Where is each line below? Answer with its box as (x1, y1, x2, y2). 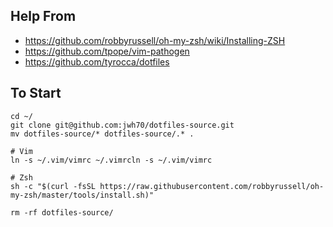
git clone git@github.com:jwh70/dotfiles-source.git (10, 120, 235, 130)
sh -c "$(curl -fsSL (10, 181, 97, 191)
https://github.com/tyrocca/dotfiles (24, 55, 170, 68)
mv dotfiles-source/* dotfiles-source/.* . (10, 129, 195, 139)
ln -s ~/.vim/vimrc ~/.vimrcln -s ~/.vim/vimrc (10, 155, 213, 165)
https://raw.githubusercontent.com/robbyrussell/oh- (99, 181, 325, 191)
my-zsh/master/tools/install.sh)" (10, 190, 155, 200)
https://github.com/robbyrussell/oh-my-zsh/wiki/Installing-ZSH (24, 34, 286, 46)
